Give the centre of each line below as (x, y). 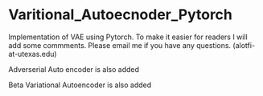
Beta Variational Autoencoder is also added (80, 85)
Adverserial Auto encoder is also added (74, 69)
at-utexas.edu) (33, 54)
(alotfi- (244, 45)
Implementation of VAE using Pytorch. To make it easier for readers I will (128, 37)
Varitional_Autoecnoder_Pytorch (121, 15)
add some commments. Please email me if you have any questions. (120, 45)
